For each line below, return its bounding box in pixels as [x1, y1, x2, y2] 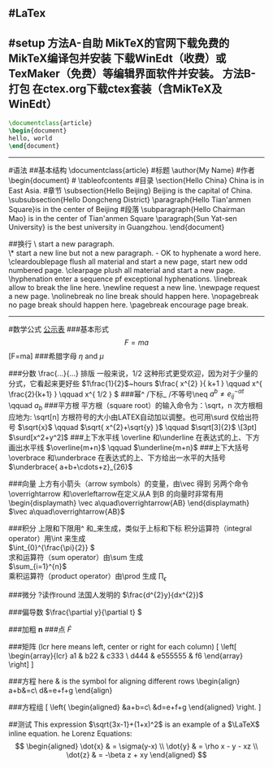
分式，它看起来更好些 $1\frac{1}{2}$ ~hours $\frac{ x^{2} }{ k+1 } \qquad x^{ [8, 378, 262, 388]
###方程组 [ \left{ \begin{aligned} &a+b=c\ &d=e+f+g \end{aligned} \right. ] [8, 702, 262, 712]
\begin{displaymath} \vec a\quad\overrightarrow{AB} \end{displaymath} [8, 497, 250, 507]
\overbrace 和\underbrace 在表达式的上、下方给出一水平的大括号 [8, 453, 226, 462]
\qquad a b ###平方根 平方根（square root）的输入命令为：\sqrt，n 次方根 [8, 401, 256, 412]
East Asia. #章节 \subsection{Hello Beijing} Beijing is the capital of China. [8, 185, 253, 195]
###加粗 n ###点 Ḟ [8, 624, 72, 634]
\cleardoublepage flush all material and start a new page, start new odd [8, 256, 248, 267]
